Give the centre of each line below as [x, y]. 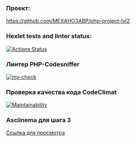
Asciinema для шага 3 [39, 120]
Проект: [18, 8]
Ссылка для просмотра [35, 133]
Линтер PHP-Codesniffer [43, 64]
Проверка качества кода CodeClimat [62, 92]
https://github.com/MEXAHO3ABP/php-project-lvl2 [68, 21]
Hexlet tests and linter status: [49, 36]
